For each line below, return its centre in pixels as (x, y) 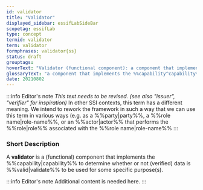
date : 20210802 (25, 79)
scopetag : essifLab (31, 29)
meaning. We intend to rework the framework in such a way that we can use (101, 109)
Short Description (33, 144)
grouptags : (20, 62)
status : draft (24, 57)
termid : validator (29, 40)
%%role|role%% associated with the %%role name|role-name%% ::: (92, 128)
